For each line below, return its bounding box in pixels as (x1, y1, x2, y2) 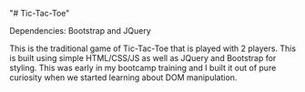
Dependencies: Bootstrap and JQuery (9, 26, 152, 36)
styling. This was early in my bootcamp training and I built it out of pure (9, 63, 277, 73)
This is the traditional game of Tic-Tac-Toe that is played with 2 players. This (9, 43, 297, 54)
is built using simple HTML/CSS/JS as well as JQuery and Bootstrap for (9, 53, 277, 63)
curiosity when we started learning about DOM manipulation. (9, 72, 238, 83)
